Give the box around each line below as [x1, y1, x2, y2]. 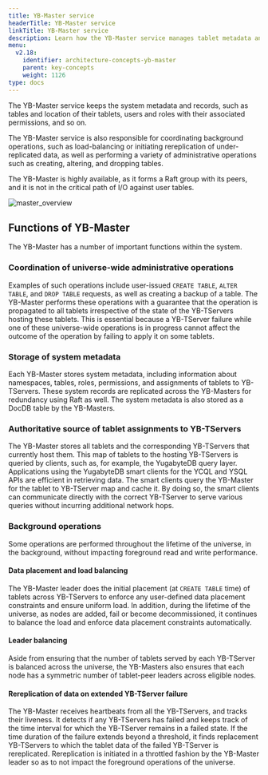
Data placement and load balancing [8, 566, 128, 575]
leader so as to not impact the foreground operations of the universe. [8, 757, 235, 767]
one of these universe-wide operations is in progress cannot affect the [8, 323, 241, 332]
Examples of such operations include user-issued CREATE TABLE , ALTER [8, 280, 238, 290]
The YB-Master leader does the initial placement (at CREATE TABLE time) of [8, 583, 250, 593]
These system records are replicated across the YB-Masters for [42, 386, 252, 395]
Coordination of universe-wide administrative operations [8, 262, 234, 273]
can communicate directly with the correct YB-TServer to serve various [8, 492, 243, 502]
